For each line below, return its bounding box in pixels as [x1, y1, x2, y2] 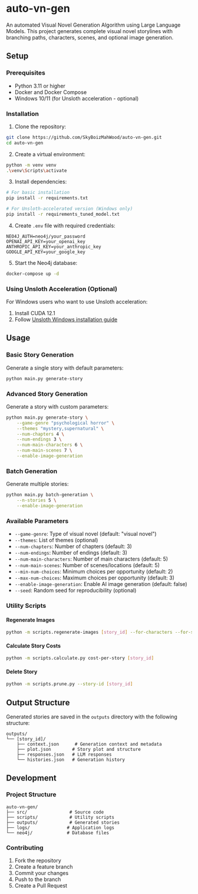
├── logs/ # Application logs [6, 824, 115, 831]
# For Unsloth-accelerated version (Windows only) [6, 206, 133, 212]
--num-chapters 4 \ [16, 431, 65, 437]
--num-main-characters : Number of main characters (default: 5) [14, 555, 169, 563]
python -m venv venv [6, 162, 57, 168]
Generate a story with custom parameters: [6, 403, 109, 410]
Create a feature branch [14, 863, 73, 870]
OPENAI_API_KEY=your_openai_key [6, 238, 85, 244]
